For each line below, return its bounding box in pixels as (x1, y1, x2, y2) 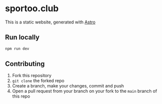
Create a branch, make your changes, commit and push (12, 83, 124, 89)
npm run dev (5, 46, 29, 51)
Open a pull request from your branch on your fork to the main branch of (12, 88, 157, 94)
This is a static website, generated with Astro (5, 19, 96, 25)
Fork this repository (12, 73, 52, 79)
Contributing (5, 60, 45, 68)
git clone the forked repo (12, 78, 64, 83)
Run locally (5, 33, 40, 42)
